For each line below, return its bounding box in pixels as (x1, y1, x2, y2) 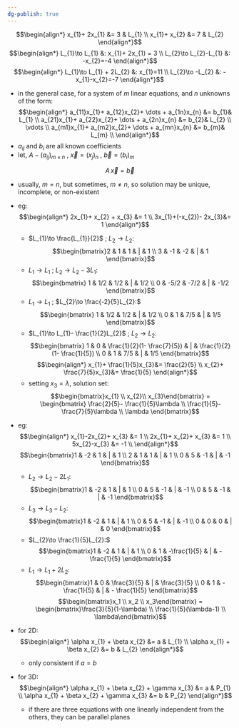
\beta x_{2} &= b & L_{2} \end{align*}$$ (66, 644, 184, 653)
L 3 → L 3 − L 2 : (28, 504, 68, 514)
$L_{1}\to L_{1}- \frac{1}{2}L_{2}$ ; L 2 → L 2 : (28, 329, 157, 339)
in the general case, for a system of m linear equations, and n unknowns (17, 89, 230, 97)
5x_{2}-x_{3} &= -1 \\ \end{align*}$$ (72, 440, 178, 448)
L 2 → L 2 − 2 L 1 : (28, 472, 71, 482)
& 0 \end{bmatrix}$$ (100, 524, 161, 532)
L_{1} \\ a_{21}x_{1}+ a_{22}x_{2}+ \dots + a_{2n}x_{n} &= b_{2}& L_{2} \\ (19, 115, 232, 123)
